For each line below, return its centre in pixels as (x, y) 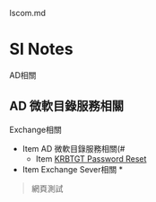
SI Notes (41, 49)
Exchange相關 (35, 129)
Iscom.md (28, 13)
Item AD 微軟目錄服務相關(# (74, 148)
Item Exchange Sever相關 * (73, 169)
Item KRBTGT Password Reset (91, 158)
